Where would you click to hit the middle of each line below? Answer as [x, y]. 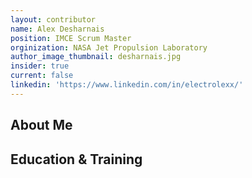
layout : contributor [53, 19]
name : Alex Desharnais [57, 29]
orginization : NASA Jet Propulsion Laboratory [109, 47]
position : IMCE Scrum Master [71, 38]
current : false [42, 76]
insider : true [40, 66]
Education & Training [76, 159]
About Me [41, 125]
